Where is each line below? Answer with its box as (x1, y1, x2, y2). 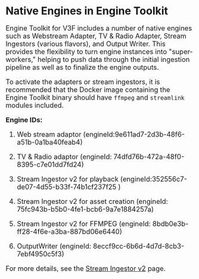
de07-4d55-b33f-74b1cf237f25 (17, 182, 117, 191)
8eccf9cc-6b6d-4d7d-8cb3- (92, 241, 185, 250)
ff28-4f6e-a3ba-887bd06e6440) (17, 227, 123, 236)
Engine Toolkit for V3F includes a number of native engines (5, 24, 192, 32)
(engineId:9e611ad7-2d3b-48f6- (83, 130, 185, 138)
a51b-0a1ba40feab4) (17, 138, 83, 147)
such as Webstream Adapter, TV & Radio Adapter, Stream (5, 32, 187, 40)
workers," (5, 55, 36, 64)
